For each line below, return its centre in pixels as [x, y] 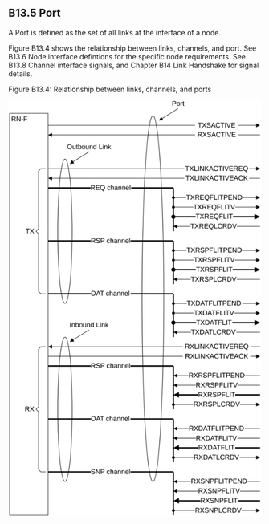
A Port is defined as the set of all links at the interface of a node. [114, 32]
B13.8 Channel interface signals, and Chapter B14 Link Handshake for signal [134, 65]
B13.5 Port [35, 13]
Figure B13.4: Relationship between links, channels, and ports [110, 89]
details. [20, 73]
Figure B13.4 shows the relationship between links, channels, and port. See [132, 48]
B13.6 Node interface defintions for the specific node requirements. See [127, 56]
